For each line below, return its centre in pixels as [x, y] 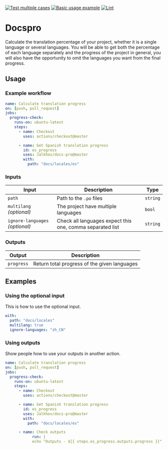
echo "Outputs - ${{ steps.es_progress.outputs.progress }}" [97, 441]
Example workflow [28, 93]
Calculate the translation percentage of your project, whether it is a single [81, 42]
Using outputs [23, 343]
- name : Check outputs [42, 432]
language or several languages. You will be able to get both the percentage [82, 47]
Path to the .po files [80, 198]
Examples [21, 281]
